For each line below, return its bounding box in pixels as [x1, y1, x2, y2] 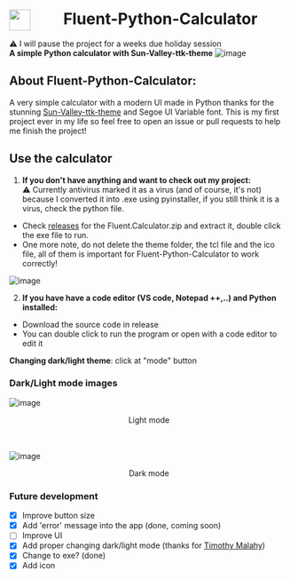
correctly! [21, 258, 58, 268]
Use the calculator [9, 151, 113, 166]
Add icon [21, 560, 56, 571]
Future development [9, 489, 98, 502]
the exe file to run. [21, 229, 89, 240]
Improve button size [21, 511, 96, 521]
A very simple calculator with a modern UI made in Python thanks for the [9, 97, 275, 107]
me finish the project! [9, 125, 87, 136]
